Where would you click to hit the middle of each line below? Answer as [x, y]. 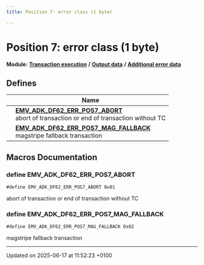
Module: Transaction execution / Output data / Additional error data [93, 64]
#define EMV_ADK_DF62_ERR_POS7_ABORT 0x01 [61, 187]
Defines [22, 83]
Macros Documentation [52, 157]
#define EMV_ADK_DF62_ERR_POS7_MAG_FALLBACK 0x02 [70, 227]
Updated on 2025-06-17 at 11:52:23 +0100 [59, 255]
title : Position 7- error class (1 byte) [59, 12]
